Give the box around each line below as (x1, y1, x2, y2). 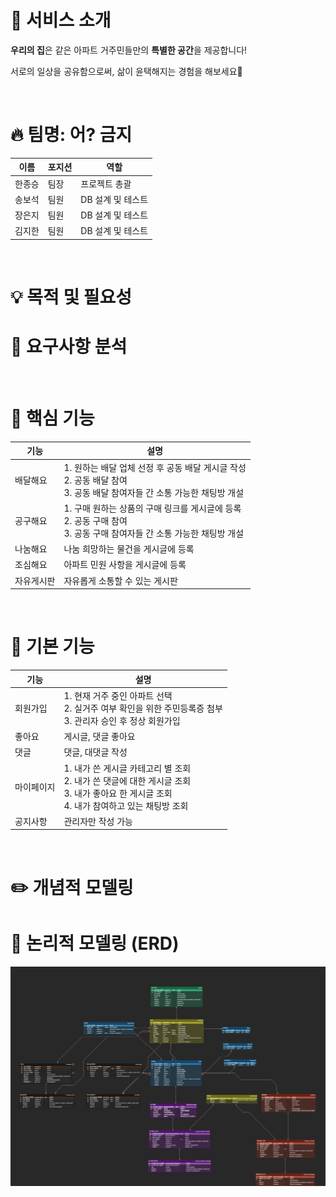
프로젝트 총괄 (80, 177, 132, 190)
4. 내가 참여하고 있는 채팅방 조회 (63, 799, 189, 811)
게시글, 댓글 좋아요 (63, 731, 136, 743)
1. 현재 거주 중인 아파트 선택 (63, 689, 173, 701)
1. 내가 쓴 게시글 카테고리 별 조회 (63, 762, 192, 774)
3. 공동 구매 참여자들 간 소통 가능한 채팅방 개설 (63, 527, 245, 539)
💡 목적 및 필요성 (10, 286, 133, 309)
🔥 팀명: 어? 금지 (10, 124, 133, 146)
